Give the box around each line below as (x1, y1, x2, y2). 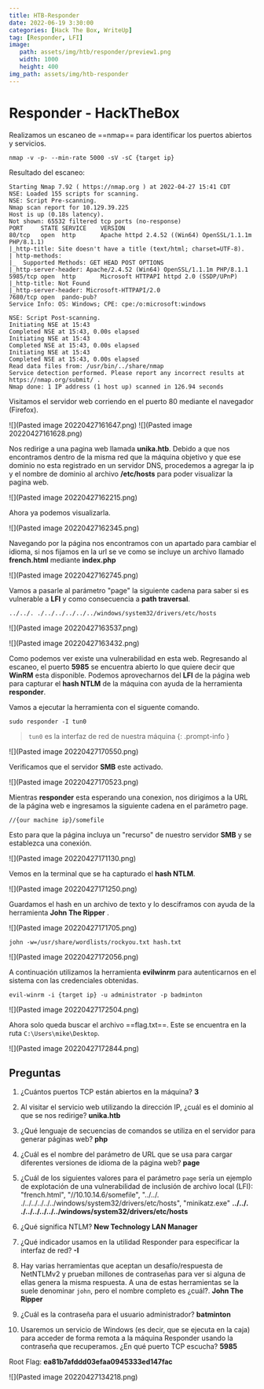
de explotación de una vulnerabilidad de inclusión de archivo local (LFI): (20, 1182, 254, 1191)
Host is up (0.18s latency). (9, 210, 104, 218)
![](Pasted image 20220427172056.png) (9, 952, 139, 961)
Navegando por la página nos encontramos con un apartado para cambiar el (9, 538, 257, 548)
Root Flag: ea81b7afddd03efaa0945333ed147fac (9, 1357, 173, 1367)
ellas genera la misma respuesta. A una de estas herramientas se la (20, 1278, 239, 1287)
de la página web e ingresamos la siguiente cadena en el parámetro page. (9, 800, 248, 810)
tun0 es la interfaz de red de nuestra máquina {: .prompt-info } (27, 731, 230, 741)
